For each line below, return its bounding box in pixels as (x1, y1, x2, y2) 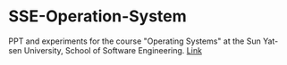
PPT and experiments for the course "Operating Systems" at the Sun (8, 36, 261, 46)
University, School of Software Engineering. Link (23, 45, 203, 55)
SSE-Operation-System (8, 6, 187, 27)
